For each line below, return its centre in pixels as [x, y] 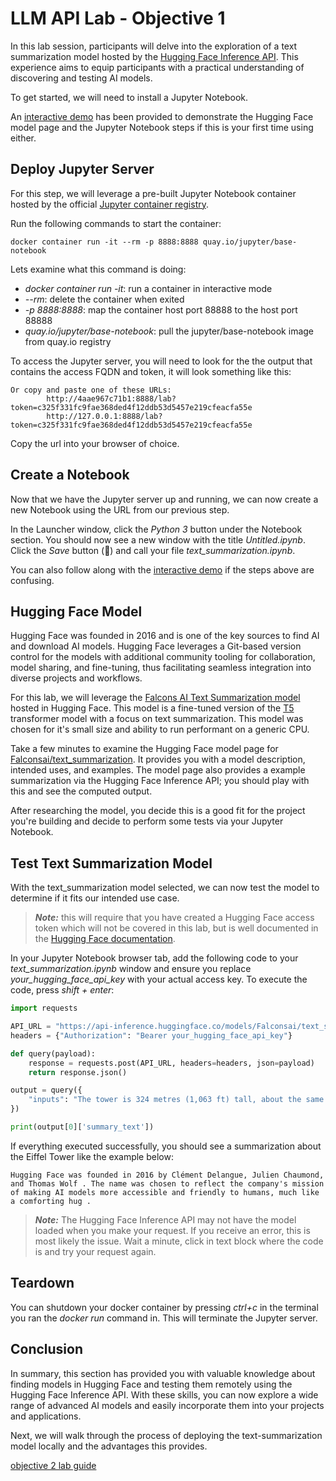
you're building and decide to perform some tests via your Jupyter [147, 821]
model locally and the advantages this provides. [109, 1446]
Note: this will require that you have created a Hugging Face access [174, 918]
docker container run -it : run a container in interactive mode [148, 288]
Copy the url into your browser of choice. [95, 443]
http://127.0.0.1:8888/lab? [104, 416]
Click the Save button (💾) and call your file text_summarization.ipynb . [153, 550]
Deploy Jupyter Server [82, 169]
